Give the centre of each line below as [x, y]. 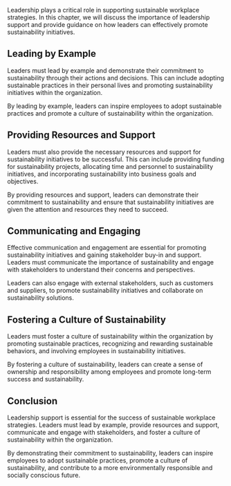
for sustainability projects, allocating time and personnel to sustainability [110, 166]
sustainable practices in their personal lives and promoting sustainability [110, 85]
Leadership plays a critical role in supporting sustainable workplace [103, 10]
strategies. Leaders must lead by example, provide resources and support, [113, 425]
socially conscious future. [44, 475]
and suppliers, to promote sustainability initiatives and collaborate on [105, 291]
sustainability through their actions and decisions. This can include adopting [116, 78]
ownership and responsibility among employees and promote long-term [109, 372]
